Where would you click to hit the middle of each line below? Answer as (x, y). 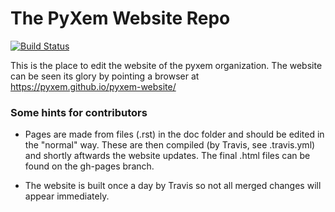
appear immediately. (67, 196)
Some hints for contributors (79, 112)
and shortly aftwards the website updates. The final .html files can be (167, 156)
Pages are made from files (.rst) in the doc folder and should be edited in (174, 134)
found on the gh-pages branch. (89, 166)
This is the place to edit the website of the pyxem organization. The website (166, 65)
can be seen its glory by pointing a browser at (105, 76)
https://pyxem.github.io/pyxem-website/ (93, 86)
